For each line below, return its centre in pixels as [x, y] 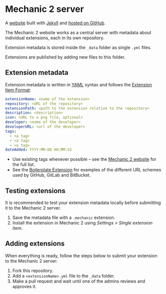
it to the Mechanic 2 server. [33, 208]
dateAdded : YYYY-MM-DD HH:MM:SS [38, 150]
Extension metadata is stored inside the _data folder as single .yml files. [78, 47]
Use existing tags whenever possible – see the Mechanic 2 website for [84, 159]
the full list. [24, 164]
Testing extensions [35, 190]
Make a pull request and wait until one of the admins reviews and [79, 281]
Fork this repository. [33, 270]
